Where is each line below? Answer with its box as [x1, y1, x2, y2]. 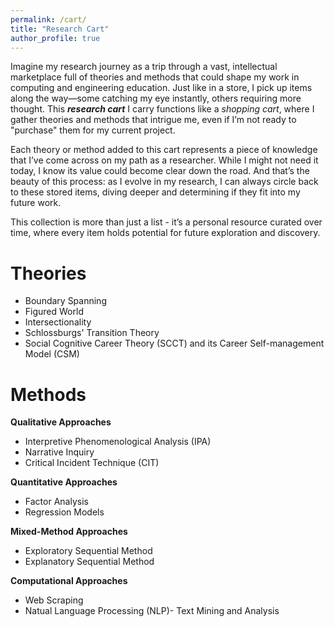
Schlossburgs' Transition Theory [24, 327, 160, 339]
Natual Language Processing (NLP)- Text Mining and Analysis [24, 605, 280, 617]
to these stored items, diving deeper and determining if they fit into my [10, 186, 301, 198]
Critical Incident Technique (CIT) [24, 457, 160, 469]
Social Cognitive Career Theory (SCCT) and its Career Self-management [24, 337, 325, 350]
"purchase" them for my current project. [10, 124, 176, 136]
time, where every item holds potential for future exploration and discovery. [10, 227, 321, 239]
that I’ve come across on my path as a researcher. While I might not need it [10, 154, 319, 166]
